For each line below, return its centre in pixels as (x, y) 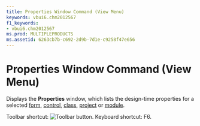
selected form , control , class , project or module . (65, 105)
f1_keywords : (22, 23)
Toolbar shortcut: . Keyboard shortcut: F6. (79, 116)
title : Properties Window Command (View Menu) (65, 12)
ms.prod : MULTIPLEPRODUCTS (40, 34)
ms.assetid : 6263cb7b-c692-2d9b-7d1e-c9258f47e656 (71, 40)
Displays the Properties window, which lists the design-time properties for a (100, 98)
